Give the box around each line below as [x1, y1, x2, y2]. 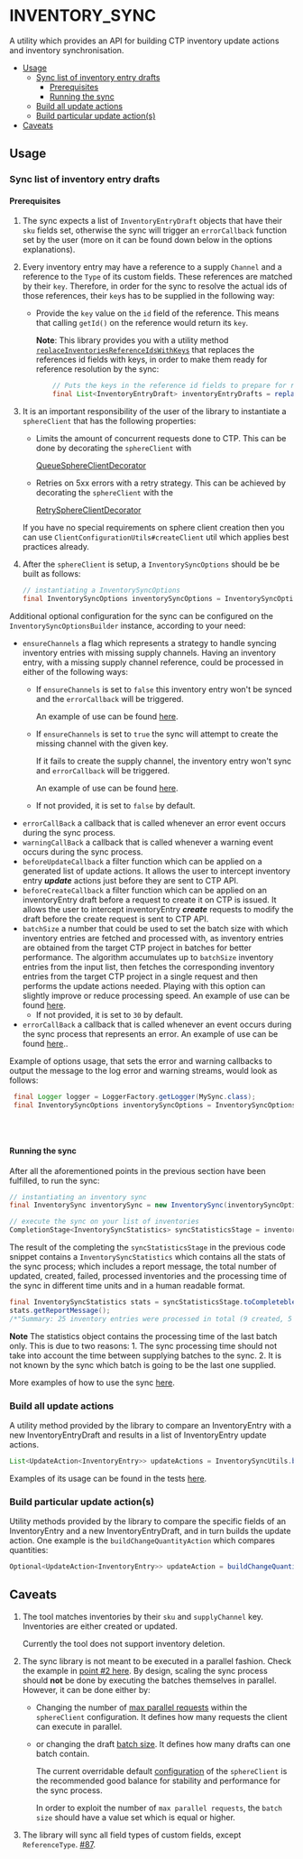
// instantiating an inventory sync [9, 1192, 147, 1201]
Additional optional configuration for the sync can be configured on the [9, 610, 273, 621]
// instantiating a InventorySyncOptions [22, 586, 180, 596]
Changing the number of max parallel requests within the [35, 1702, 248, 1713]
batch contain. [35, 1748, 90, 1759]
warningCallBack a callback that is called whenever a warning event [22, 837, 273, 847]
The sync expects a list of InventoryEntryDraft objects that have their [22, 216, 282, 227]
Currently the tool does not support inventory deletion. [22, 1638, 225, 1649]
